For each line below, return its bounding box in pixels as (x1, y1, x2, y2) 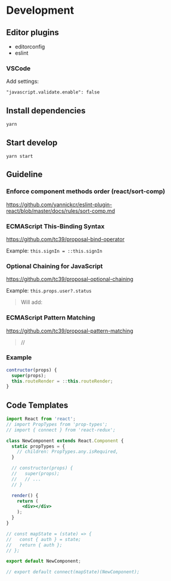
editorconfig (14, 43, 45, 50)
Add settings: (6, 78, 39, 85)
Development (6, 4, 74, 17)
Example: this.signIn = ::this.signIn (6, 247, 102, 254)
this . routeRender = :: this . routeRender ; (11, 378, 113, 384)
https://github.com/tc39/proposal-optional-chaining (6, 275, 134, 283)
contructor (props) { (6, 367, 58, 373)
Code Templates (6, 400, 69, 410)
